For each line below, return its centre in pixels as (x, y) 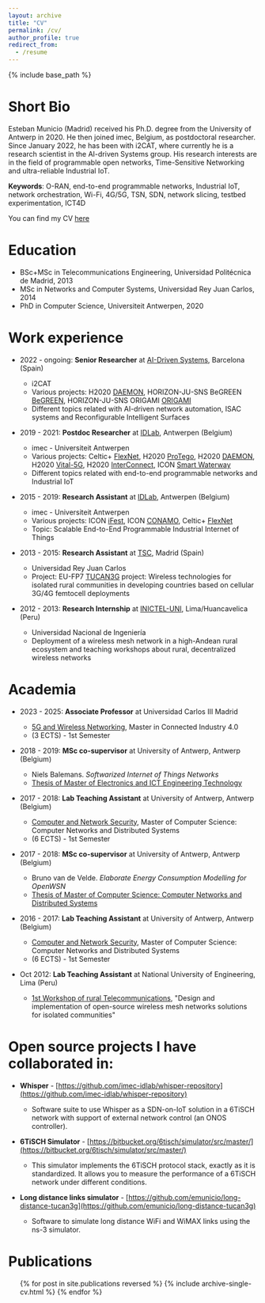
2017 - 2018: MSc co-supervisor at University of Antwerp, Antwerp (130, 854)
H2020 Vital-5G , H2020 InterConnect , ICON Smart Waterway (131, 465)
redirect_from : (33, 45)
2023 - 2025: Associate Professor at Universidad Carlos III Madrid (129, 711)
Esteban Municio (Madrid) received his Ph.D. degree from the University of (130, 128)
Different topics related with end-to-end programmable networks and (144, 473)
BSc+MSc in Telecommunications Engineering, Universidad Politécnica (135, 272)
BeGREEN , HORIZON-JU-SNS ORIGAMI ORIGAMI (111, 400)
